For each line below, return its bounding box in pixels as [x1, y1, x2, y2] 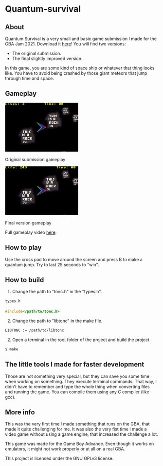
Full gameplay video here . [5, 229, 57, 235]
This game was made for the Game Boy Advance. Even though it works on [5, 441, 154, 447]
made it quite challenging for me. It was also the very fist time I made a [5, 426, 147, 432]
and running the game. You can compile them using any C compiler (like [5, 389, 149, 395]
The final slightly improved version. [12, 56, 83, 61]
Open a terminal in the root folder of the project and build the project [12, 337, 150, 343]
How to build [5, 276, 44, 284]
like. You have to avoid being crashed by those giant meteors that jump [5, 70, 147, 76]
